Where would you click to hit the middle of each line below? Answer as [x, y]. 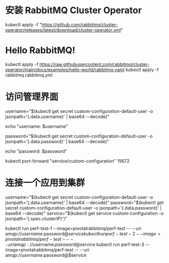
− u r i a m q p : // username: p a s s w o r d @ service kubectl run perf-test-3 [75, 244]
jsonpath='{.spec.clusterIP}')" [36, 218]
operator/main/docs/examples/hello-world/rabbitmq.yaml [65, 70]
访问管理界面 [32, 97]
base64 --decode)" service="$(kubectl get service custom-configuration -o [84, 213]
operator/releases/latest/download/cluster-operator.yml [63, 30]
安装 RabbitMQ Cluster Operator [74, 10]
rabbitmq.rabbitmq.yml [29, 75]
